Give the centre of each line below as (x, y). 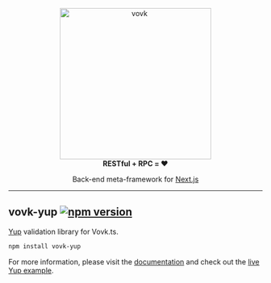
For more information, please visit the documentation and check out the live (134, 261)
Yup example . (31, 270)
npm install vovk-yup (45, 246)
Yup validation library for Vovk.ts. (63, 231)
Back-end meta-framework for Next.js (135, 179)
